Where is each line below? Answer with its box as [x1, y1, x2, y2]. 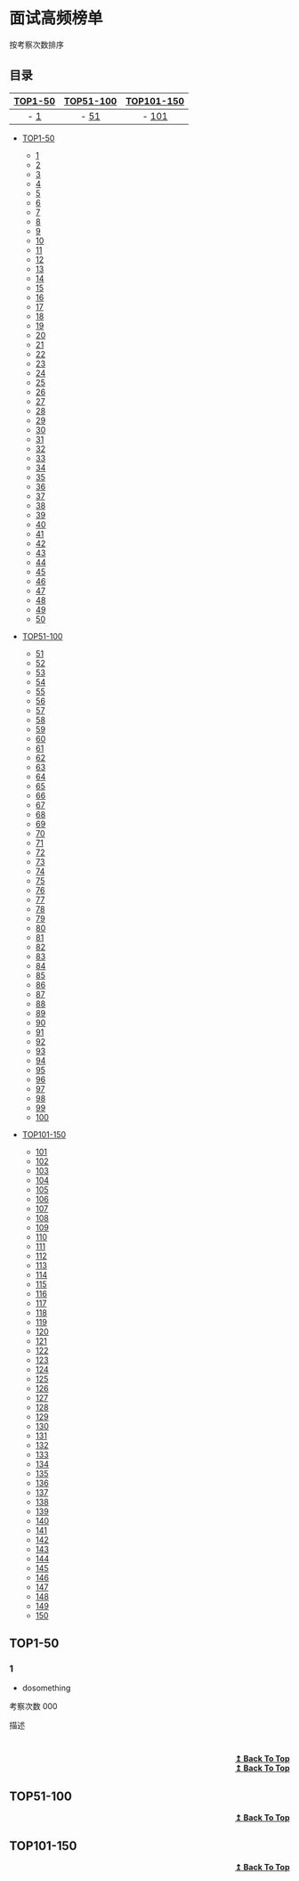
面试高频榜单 [9, 8, 104, 28]
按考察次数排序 [9, 39, 64, 50]
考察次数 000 [9, 1701, 58, 1712]
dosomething [21, 1682, 71, 1693]
